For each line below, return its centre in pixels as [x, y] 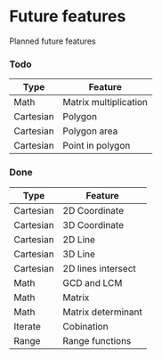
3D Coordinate [93, 224]
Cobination [85, 326]
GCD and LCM [93, 282]
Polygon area [90, 131]
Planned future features [53, 41]
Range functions [97, 340]
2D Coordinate [93, 210]
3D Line [79, 254]
